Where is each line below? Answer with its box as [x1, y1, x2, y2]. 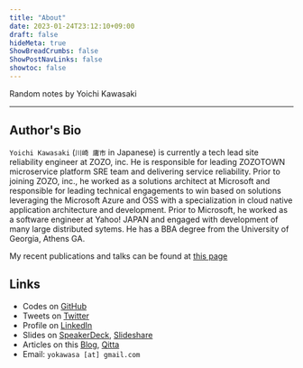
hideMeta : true [9, 38, 67, 48]
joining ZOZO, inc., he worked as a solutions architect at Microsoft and [9, 175, 271, 186]
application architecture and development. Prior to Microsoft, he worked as [9, 204, 289, 215]
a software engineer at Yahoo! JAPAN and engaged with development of [9, 214, 279, 225]
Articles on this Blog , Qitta [22, 339, 120, 350]
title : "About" [9, 13, 67, 23]
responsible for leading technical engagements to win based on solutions [9, 185, 281, 196]
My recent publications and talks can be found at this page [9, 250, 228, 262]
